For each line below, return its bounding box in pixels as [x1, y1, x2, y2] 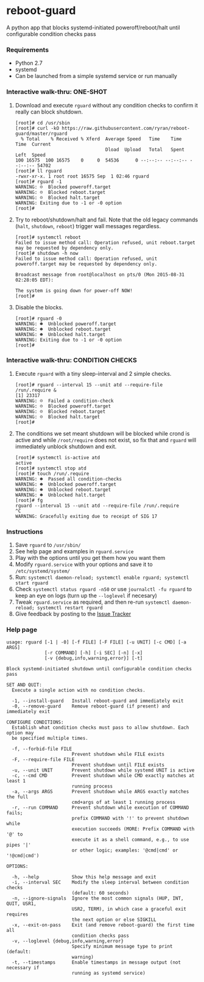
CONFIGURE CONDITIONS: [6, 719, 64, 726]
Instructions [6, 527, 44, 536]
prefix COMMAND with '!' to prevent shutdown [71, 815, 189, 822]
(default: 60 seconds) [71, 890, 130, 897]
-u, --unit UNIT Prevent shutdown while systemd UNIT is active [12, 767, 195, 773]
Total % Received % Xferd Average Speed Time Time [26, 135, 182, 142]
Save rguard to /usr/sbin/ [15, 541, 81, 549]
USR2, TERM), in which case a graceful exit [71, 906, 187, 912]
